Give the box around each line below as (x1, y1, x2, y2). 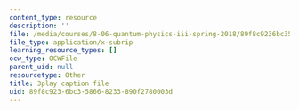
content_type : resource (9, 12, 98, 22)
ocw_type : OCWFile (9, 54, 77, 63)
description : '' (9, 21, 69, 30)
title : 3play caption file (9, 79, 109, 88)
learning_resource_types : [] (9, 46, 117, 55)
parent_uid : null (9, 63, 74, 72)
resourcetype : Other (9, 71, 86, 80)
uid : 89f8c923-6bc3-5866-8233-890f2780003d (9, 87, 174, 96)
